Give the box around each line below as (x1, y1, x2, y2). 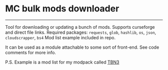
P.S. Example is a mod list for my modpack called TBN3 (5, 59, 119, 65)
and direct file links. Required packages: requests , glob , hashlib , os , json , (5, 29, 156, 35)
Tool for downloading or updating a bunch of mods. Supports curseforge (5, 24, 155, 30)
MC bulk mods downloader (5, 3, 119, 14)
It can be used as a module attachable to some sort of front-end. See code (5, 44, 159, 50)
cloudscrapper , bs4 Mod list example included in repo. (5, 34, 116, 40)
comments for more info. (5, 49, 56, 55)
